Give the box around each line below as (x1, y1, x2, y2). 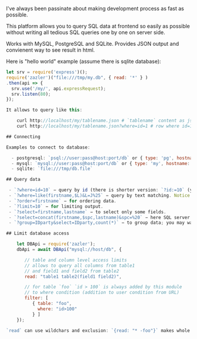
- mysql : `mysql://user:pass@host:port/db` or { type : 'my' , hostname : (11, 160, 191, 166)
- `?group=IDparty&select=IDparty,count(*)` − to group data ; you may (8, 220, 185, 226)
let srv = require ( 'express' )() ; (6, 69, 88, 75)
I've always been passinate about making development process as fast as (6, 5, 185, 12)
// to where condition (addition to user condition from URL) (24, 290, 180, 296)
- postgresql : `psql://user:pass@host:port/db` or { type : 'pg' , (11, 155, 175, 161)
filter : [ (24, 295, 49, 301)
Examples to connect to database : (6, 144, 91, 150)
